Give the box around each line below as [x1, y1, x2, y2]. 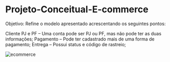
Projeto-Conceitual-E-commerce [5, 4, 148, 15]
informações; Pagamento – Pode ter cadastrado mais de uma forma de [5, 36, 155, 42]
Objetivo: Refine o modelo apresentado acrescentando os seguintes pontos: [5, 20, 166, 27]
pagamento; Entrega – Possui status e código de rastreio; [5, 41, 126, 47]
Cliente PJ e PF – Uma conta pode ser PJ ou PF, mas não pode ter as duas [5, 30, 162, 36]
